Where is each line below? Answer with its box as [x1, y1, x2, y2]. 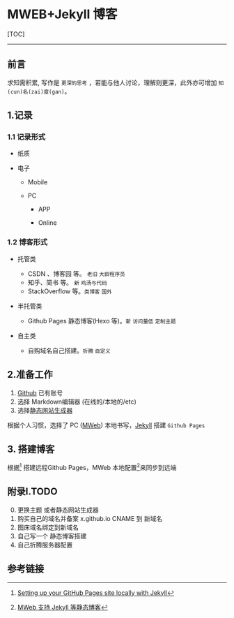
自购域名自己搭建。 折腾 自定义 [27, 346, 111, 355]
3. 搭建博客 [7, 443, 55, 455]
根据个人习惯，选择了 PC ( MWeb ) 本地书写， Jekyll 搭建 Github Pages [7, 420, 205, 429]
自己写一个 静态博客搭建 [17, 531, 87, 540]
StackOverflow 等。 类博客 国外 [27, 287, 113, 295]
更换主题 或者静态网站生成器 [17, 506, 99, 514]
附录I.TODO [7, 486, 58, 498]
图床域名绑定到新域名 [17, 523, 79, 531]
